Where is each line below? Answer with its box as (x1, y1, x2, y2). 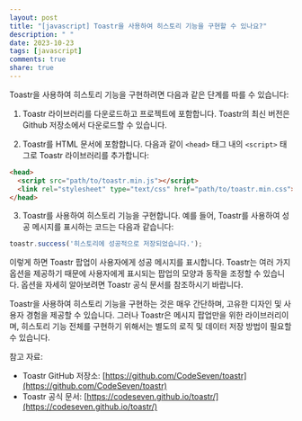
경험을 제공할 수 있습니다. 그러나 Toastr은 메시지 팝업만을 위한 (25, 309, 244, 320)
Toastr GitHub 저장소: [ (22, 371, 106, 381)
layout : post (9, 13, 58, 22)
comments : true (9, 55, 67, 64)
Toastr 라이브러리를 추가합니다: (39, 149, 150, 160)
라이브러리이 (244, 309, 289, 320)
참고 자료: (9, 352, 43, 363)
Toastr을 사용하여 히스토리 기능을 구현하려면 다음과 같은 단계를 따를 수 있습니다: (9, 89, 289, 100)
